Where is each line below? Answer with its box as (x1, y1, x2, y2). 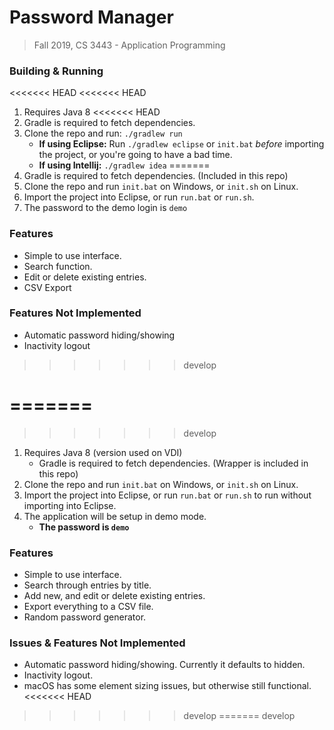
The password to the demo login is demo (23, 202, 188, 214)
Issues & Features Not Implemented (9, 636, 186, 650)
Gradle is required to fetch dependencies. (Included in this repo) (23, 170, 289, 182)
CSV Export (23, 281, 72, 293)
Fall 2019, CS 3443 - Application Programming (33, 39, 226, 51)
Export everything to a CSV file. (23, 601, 154, 613)
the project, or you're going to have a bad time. (38, 149, 233, 161)
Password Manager (9, 6, 174, 29)
